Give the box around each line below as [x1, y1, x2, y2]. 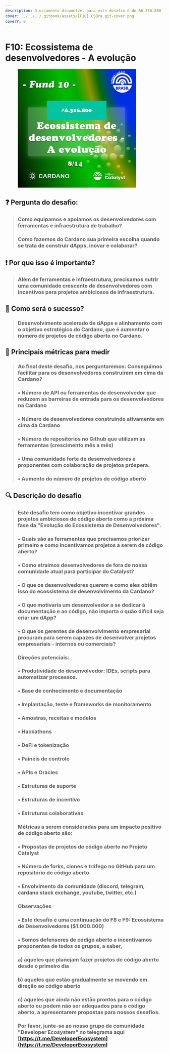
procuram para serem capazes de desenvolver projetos [17, 634, 156, 641]
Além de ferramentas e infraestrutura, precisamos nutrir [17, 276, 159, 283]
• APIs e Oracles [17, 768, 58, 776]
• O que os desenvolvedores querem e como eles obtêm [17, 581, 157, 588]
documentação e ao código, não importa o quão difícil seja [17, 607, 164, 615]
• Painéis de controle [17, 755, 70, 762]
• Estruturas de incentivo [17, 796, 80, 803]
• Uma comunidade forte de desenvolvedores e [17, 455, 136, 462]
